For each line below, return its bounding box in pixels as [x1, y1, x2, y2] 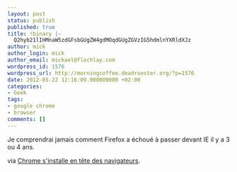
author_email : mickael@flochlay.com [7, 57, 115, 64]
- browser [7, 109, 37, 116]
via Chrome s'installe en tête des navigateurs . [7, 156, 141, 165]
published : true [7, 23, 55, 30]
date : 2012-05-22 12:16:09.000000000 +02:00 [7, 76, 141, 84]
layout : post [7, 10, 46, 18]
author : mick [7, 43, 46, 50]
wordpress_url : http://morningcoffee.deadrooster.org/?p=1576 [7, 69, 195, 76]
